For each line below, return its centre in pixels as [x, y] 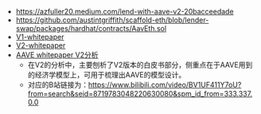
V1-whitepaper [40, 37]
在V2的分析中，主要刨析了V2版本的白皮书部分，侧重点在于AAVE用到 [140, 65]
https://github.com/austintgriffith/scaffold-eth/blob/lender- [112, 20]
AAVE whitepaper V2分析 [57, 55]
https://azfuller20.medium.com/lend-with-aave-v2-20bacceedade [125, 12]
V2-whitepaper [41, 45]
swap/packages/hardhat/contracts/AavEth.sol [91, 28]
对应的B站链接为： [58, 85]
